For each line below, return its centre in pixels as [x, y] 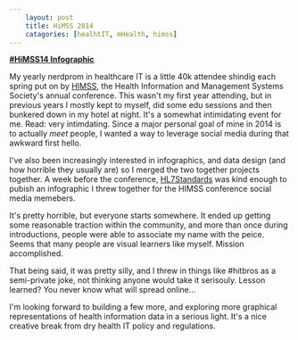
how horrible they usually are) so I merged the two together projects [135, 170]
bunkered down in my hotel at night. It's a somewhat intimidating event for [145, 115]
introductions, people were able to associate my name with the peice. [137, 235]
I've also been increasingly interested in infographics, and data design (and [147, 161]
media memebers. [42, 198]
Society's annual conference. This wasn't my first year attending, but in [141, 95]
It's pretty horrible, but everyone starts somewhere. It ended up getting [140, 216]
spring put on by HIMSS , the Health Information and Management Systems [146, 87]
